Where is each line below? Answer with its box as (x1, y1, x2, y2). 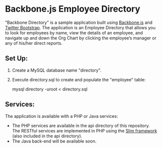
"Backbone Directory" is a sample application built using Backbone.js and (5, 19, 153, 25)
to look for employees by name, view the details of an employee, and (5, 30, 143, 36)
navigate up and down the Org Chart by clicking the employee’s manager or (5, 35, 157, 41)
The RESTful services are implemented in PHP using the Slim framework (12, 128, 157, 133)
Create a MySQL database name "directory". (12, 67, 102, 73)
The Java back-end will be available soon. (12, 138, 97, 144)
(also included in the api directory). (12, 133, 83, 139)
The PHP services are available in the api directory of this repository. (12, 123, 150, 129)
